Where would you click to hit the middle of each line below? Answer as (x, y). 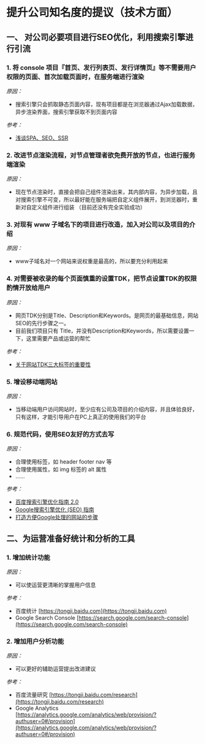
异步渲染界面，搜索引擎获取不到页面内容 (66, 111)
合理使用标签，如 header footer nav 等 (63, 462)
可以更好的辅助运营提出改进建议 (55, 669)
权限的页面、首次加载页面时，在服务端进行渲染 (75, 77)
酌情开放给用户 (28, 288)
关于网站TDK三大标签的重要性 (53, 364)
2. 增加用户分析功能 (35, 641)
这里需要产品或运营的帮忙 (58, 338)
